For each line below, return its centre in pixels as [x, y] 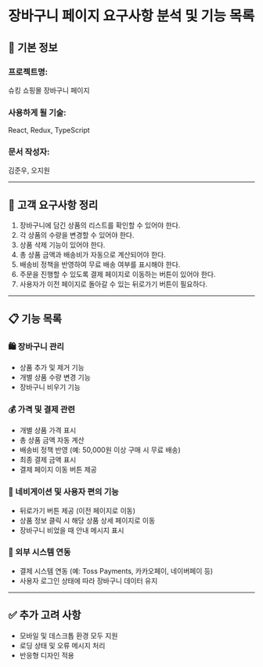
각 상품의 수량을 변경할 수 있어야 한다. [77, 235]
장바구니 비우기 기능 [50, 387]
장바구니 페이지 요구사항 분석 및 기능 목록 [131, 16]
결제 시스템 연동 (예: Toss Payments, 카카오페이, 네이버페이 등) [116, 570]
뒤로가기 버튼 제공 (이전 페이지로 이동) [77, 510]
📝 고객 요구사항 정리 [53, 205]
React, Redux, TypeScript [49, 130]
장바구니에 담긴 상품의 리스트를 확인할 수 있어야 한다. [100, 225]
